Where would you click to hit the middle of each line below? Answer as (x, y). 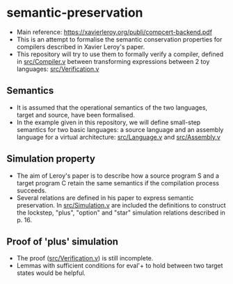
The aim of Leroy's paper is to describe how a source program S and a (118, 176)
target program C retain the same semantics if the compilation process (118, 183)
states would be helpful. (51, 273)
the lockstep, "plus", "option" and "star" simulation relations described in (121, 212)
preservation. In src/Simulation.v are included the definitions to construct (121, 205)
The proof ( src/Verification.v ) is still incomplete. (85, 258)
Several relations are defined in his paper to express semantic (105, 198)
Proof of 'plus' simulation (63, 241)
